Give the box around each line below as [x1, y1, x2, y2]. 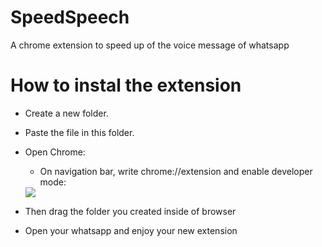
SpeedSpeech [10, 6, 130, 29]
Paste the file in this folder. [24, 126, 135, 138]
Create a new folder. [24, 107, 109, 119]
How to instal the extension [10, 74, 242, 97]
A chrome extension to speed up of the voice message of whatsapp [10, 39, 290, 51]
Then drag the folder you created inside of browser [24, 205, 237, 217]
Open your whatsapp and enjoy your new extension [24, 224, 238, 236]
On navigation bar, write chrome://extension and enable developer [39, 165, 313, 177]
